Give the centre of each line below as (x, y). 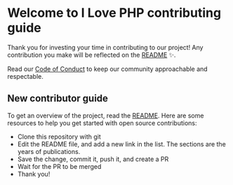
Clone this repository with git (59, 136)
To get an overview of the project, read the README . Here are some (106, 115)
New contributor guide (58, 99)
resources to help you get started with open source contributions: (102, 123)
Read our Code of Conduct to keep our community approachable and (108, 69)
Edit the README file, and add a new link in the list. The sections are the (121, 144)
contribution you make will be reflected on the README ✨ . (92, 55)
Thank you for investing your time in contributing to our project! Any (105, 47)
